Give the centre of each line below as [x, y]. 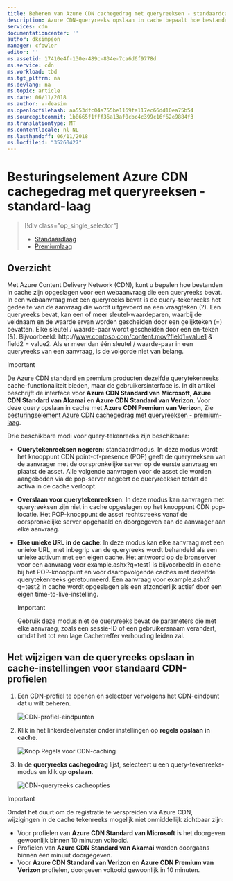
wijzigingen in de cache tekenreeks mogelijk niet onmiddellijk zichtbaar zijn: [115, 819]
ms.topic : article [34, 91]
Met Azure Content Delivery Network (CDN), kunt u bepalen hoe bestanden [115, 284]
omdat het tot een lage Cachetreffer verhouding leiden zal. [101, 635]
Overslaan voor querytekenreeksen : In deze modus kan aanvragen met [121, 499]
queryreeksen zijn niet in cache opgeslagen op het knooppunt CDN [113, 506]
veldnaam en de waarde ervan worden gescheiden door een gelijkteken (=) [115, 322]
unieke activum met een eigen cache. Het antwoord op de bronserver [116, 557]
